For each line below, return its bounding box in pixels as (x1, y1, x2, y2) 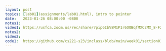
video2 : (5, 34, 21, 39)
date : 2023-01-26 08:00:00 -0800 (5, 16, 79, 21)
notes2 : (5, 30, 21, 34)
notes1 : (5, 20, 21, 26)
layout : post (5, 7, 32, 12)
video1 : (5, 25, 21, 30)
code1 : (5, 39, 19, 44)
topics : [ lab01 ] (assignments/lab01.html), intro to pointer (5, 12, 132, 17)
